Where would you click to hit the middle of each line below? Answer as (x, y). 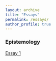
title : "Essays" (22, 15)
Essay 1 (13, 53)
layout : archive (22, 10)
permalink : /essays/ (27, 19)
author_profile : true (28, 24)
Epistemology (23, 42)
